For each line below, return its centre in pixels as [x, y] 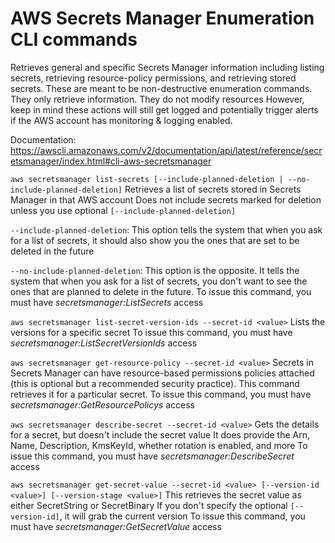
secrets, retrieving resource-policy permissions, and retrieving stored [153, 78]
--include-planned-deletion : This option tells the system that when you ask [166, 229]
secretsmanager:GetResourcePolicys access [102, 404]
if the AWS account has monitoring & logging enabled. [121, 120]
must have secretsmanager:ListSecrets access [107, 302]
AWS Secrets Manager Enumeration [162, 18]
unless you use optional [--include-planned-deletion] [123, 210]
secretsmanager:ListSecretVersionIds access [104, 343]
